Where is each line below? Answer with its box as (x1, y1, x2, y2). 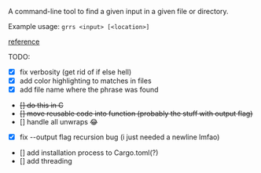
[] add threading (19, 157, 72, 166)
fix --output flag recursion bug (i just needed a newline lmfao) (19, 132, 220, 142)
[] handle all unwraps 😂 (19, 117, 98, 127)
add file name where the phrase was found (19, 85, 159, 95)
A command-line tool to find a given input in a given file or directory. (8, 7, 230, 16)
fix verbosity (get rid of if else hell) (19, 67, 132, 77)
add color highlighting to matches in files (19, 76, 152, 85)
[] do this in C (19, 101, 64, 110)
